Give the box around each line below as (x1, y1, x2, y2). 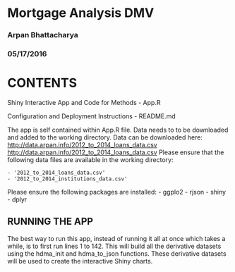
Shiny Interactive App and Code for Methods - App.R (7, 98, 161, 106)
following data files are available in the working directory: (7, 155, 174, 163)
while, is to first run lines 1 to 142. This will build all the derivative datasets (7, 242, 222, 250)
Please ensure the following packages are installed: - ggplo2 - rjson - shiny (7, 187, 227, 196)
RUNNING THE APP (7, 216, 94, 228)
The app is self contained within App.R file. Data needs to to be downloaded (7, 125, 229, 134)
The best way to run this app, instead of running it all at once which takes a (7, 234, 226, 242)
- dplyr (7, 195, 28, 204)
